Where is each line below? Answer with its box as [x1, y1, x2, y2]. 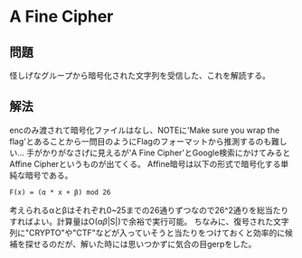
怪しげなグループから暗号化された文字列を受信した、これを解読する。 [9, 70, 271, 80]
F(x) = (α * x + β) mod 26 [9, 188, 111, 197]
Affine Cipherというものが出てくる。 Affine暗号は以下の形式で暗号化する [9, 158, 281, 169]
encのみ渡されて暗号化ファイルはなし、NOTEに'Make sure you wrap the [9, 124, 280, 135]
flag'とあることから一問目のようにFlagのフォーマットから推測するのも [9, 135, 272, 146]
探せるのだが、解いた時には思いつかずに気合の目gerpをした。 [24, 238, 257, 249]
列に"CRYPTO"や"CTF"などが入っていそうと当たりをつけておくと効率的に [9, 227, 286, 238]
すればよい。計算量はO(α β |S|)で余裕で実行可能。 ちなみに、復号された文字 [9, 216, 289, 226]
